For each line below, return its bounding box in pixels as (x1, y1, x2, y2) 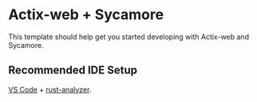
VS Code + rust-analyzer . (8, 84, 92, 94)
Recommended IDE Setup (8, 64, 138, 77)
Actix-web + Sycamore (8, 6, 164, 24)
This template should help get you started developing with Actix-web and (8, 32, 250, 41)
